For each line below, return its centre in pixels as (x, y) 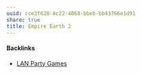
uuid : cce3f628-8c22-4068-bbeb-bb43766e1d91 (71, 13)
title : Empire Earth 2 (39, 26)
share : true (23, 20)
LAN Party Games (42, 63)
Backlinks (21, 48)
